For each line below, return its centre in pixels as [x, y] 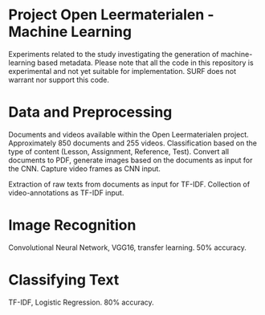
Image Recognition [72, 225]
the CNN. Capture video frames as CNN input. [84, 168]
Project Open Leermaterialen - [111, 15]
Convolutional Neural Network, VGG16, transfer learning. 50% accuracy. [127, 247]
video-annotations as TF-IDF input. [66, 192]
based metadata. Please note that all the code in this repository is [146, 63]
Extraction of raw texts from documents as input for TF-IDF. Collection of [129, 184]
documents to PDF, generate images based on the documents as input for [130, 160]
